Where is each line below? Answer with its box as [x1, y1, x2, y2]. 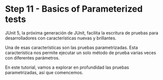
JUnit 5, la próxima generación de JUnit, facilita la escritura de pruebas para [5, 30, 159, 36]
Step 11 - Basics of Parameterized [5, 3, 143, 15]
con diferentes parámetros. [5, 55, 60, 60]
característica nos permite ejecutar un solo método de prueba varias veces [5, 50, 156, 56]
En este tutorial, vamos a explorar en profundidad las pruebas [5, 64, 129, 70]
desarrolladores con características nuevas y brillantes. [5, 35, 117, 41]
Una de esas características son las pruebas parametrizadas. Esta [5, 44, 138, 50]
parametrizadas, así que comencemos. [5, 69, 83, 75]
